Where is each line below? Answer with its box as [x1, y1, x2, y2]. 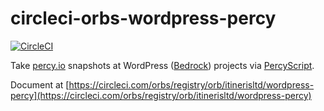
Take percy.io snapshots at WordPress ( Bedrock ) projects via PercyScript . [10, 59, 315, 71]
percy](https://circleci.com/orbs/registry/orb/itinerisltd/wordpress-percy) [10, 89, 312, 101]
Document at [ [10, 78, 70, 91]
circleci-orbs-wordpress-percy [10, 7, 277, 30]
